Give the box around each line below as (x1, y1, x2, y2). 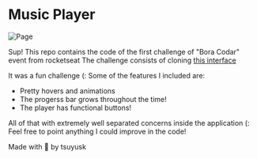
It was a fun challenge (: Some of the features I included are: (8, 70, 206, 80)
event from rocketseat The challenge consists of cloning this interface (8, 55, 236, 65)
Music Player (8, 6, 96, 24)
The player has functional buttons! (19, 103, 132, 112)
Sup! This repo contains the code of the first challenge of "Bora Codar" (8, 47, 240, 56)
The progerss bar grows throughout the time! (19, 94, 168, 104)
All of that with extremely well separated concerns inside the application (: (8, 118, 250, 127)
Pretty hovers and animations (19, 85, 116, 96)
